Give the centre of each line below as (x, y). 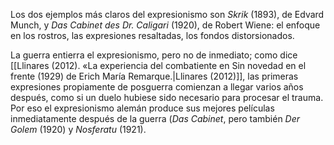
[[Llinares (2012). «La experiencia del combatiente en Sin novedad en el (158, 65)
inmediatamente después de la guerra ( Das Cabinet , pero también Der (155, 118)
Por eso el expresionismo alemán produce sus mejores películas (142, 108)
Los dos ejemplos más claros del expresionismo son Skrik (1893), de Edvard (167, 14)
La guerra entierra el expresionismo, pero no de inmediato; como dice (154, 55)
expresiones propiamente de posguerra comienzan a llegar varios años (157, 87)
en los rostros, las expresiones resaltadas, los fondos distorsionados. (152, 35)
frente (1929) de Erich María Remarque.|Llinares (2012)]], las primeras (154, 76)
